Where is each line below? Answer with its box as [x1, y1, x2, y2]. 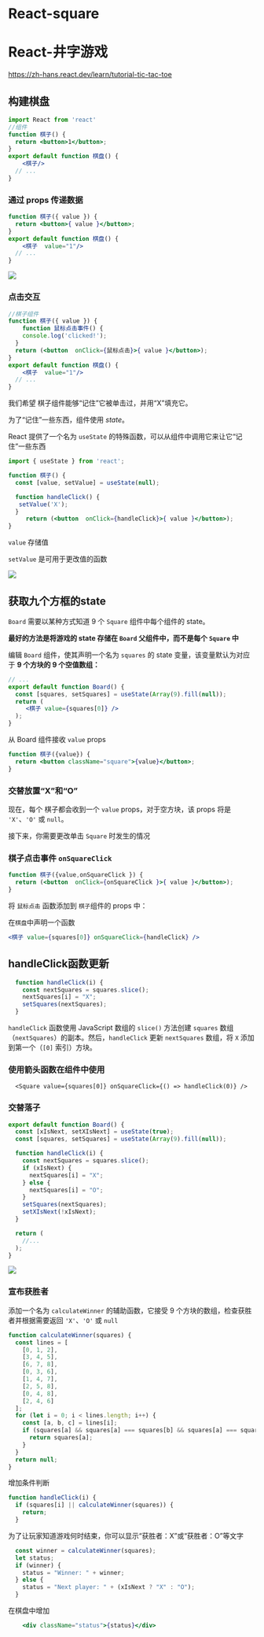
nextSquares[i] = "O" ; [28, 1186, 104, 1194]
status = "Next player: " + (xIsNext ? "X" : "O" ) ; [22, 1583, 195, 1591]
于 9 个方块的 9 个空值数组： [8, 660, 101, 669]
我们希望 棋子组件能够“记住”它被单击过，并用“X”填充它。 [8, 398, 192, 408]
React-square [8, 5, 100, 23]
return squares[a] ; [28, 1434, 93, 1442]
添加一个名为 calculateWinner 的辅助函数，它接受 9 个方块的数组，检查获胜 [8, 1306, 252, 1315]
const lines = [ [15, 1339, 68, 1347]
